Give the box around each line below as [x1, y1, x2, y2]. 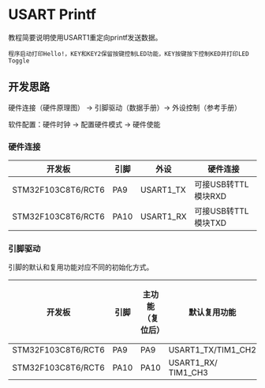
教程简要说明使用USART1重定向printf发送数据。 [8, 32, 162, 42]
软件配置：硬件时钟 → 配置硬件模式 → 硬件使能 [8, 119, 161, 129]
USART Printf [8, 6, 97, 24]
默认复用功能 [188, 307, 237, 318]
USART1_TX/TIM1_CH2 [168, 345, 256, 356]
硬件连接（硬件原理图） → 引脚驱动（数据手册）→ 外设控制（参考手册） [8, 103, 242, 112]
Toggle [8, 57, 30, 65]
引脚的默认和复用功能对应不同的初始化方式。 [8, 262, 154, 272]
